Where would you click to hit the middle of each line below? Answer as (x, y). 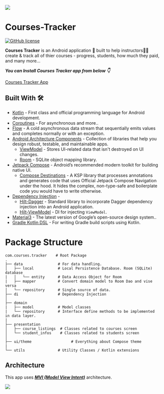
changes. (29, 154)
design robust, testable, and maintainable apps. (60, 144)
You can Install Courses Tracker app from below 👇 (58, 70)
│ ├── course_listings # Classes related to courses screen (71, 328)
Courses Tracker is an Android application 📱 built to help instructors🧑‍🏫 (77, 50)
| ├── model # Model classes (48, 307)
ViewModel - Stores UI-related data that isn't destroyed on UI (82, 149)
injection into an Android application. (57, 206)
